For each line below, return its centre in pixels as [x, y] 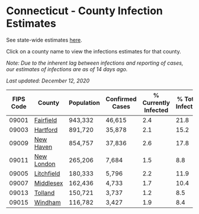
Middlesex [49, 183]
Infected [156, 110]
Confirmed [121, 99]
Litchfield [47, 173]
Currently [156, 103]
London [45, 164]
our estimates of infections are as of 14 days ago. [67, 69]
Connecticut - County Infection [84, 11]
